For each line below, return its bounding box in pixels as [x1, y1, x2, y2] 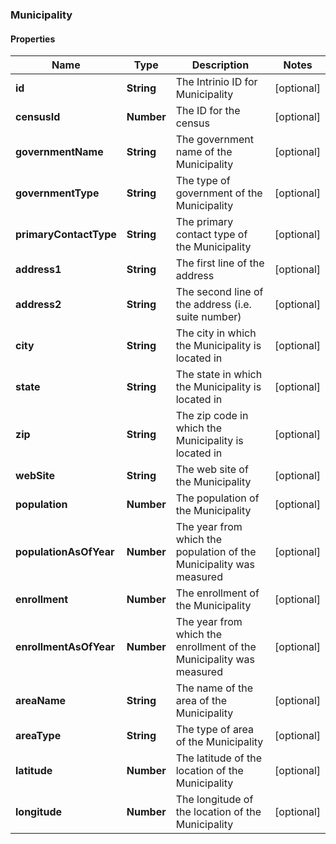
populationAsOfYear [15, 545, 115, 559]
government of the [175, 186, 263, 200]
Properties [10, 33, 56, 45]
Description [191, 58, 250, 72]
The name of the [175, 681, 254, 695]
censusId [15, 110, 61, 124]
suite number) [175, 310, 242, 324]
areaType [15, 729, 62, 743]
